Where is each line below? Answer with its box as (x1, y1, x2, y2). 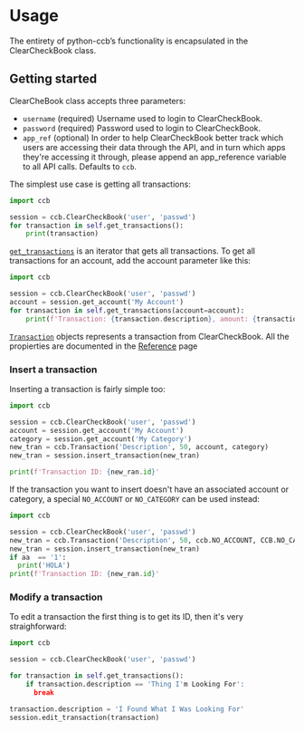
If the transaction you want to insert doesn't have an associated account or (9, 484, 290, 495)
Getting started (9, 72, 98, 87)
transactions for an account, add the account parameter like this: (9, 255, 252, 266)
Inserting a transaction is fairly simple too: (9, 383, 166, 394)
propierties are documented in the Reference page (9, 341, 198, 351)
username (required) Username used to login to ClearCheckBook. (22, 112, 263, 123)
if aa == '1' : (9, 553, 67, 562)
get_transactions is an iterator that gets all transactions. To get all (9, 245, 256, 256)
